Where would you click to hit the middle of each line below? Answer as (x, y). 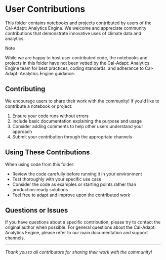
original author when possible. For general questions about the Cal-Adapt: (81, 227)
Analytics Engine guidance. (47, 73)
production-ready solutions (40, 189)
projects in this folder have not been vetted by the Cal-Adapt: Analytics (77, 63)
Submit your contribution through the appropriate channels (72, 136)
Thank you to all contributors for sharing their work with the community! (79, 252)
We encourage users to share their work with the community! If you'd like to (82, 101)
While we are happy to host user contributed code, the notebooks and (76, 57)
